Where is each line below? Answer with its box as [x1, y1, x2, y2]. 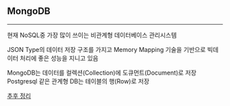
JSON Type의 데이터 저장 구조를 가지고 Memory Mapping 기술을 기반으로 [7, 45, 206, 53]
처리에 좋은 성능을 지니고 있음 [19, 54, 99, 62]
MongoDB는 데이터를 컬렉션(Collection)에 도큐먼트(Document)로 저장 [7, 68, 197, 77]
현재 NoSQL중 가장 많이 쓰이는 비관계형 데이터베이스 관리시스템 [7, 31, 177, 39]
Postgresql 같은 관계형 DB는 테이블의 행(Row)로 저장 [7, 77, 150, 85]
